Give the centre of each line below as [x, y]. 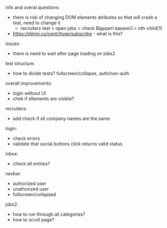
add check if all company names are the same [61, 118]
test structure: [20, 63]
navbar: [13, 173]
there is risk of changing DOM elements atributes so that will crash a [85, 17]
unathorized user [31, 189]
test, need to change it [36, 23]
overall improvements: [29, 83]
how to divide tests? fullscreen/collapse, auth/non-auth [71, 73]
